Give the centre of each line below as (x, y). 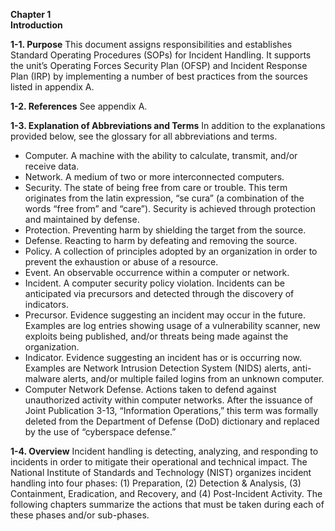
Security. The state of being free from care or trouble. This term (156, 187)
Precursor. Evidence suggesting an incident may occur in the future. (165, 315)
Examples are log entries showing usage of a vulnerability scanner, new (172, 325)
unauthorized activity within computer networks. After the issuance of (168, 400)
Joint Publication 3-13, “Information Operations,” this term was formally (171, 410)
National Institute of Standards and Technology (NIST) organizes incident (161, 472)
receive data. (52, 166)
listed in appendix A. (52, 87)
